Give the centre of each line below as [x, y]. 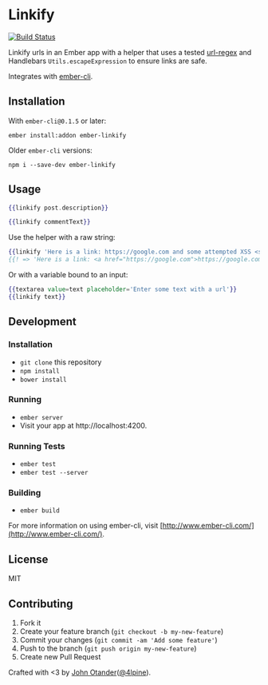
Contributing [41, 604]
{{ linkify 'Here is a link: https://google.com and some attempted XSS [130, 252]
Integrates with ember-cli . [51, 76]
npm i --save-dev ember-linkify [62, 165]
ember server [41, 417]
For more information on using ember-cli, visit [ [86, 526]
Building [25, 493]
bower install [43, 380]
